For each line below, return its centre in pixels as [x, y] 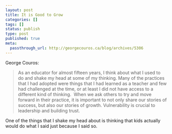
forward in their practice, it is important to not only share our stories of [92, 100]
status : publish [23, 29]
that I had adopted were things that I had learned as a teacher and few [92, 83]
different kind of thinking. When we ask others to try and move [85, 94]
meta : [11, 43]
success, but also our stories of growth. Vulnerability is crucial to [87, 105]
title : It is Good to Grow [34, 15]
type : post [17, 34]
